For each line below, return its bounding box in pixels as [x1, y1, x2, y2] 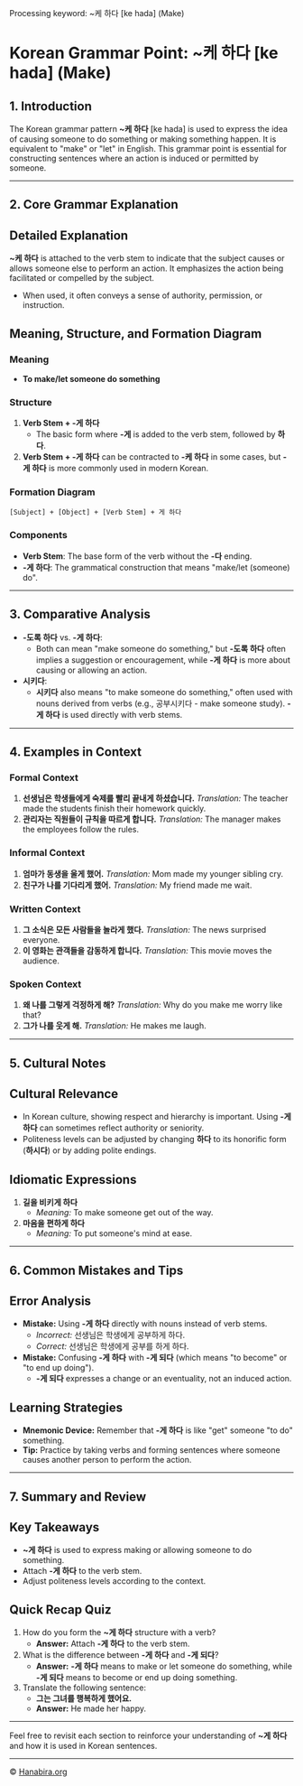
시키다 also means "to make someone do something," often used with [35, 686, 293, 697]
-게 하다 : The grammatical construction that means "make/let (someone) [22, 562, 290, 572]
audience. [22, 955, 60, 966]
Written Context [9, 902, 81, 915]
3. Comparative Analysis [9, 607, 151, 622]
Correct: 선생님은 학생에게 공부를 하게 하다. [35, 1341, 189, 1352]
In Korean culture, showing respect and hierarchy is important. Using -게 [22, 1112, 291, 1122]
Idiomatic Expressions [9, 1172, 137, 1187]
